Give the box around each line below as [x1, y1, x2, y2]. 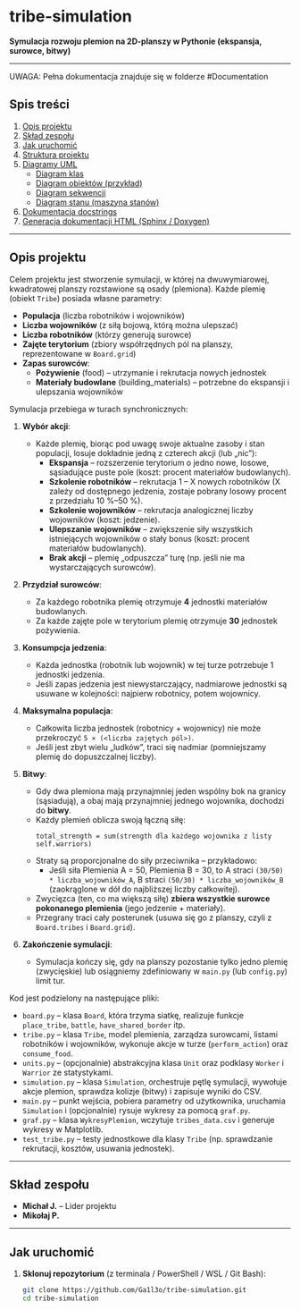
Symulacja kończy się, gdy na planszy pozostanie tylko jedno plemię [35, 956, 288, 967]
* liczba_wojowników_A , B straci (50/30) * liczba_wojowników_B [48, 874, 284, 884]
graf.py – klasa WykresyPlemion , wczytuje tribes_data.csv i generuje [21, 1114, 275, 1125]
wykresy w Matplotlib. [21, 1124, 104, 1135]
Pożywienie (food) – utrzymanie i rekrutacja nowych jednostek [35, 367, 267, 377]
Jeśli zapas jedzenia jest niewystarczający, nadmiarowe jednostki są [35, 678, 287, 689]
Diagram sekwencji [35, 187, 106, 198]
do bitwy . [35, 805, 71, 816]
